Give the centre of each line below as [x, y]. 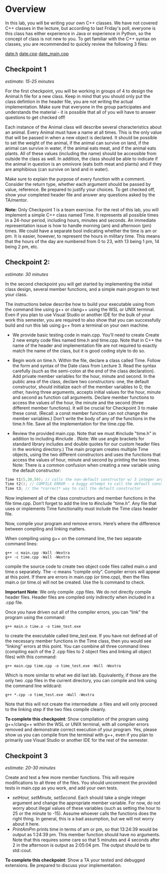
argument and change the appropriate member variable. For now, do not [86, 803]
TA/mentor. [17, 200]
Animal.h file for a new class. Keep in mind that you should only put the [78, 96]
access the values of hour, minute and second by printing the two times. [86, 460]
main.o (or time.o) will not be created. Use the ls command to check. [75, 582]
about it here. [26, 824]
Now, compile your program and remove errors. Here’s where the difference [83, 524]
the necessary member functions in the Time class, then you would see [78, 641]
